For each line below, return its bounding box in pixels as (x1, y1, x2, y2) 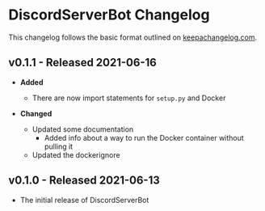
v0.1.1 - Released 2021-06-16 (8, 56, 158, 70)
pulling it (44, 141, 74, 151)
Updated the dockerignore (32, 150, 120, 159)
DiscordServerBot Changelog (8, 6, 210, 24)
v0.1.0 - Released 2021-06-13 (8, 174, 160, 188)
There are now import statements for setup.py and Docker (32, 93, 226, 103)
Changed (19, 108, 53, 118)
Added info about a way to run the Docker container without (44, 133, 244, 142)
